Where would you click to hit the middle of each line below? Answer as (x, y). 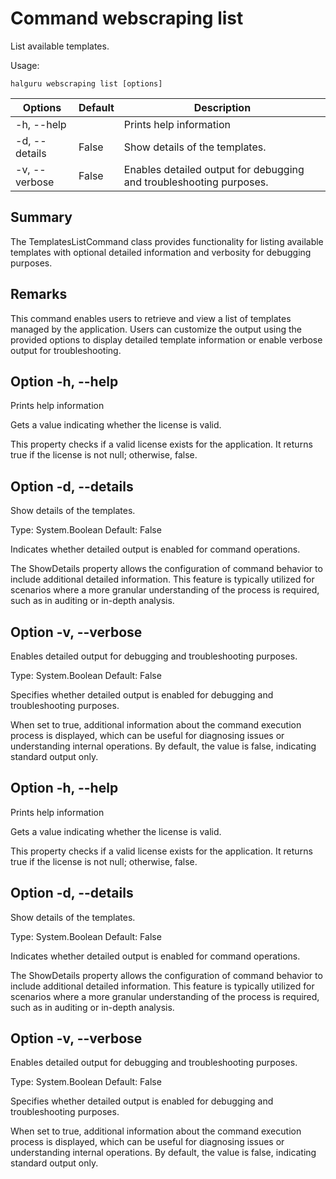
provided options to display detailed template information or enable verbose (166, 339)
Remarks (39, 294)
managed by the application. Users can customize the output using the (156, 329)
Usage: (25, 65)
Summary (41, 217)
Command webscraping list (127, 18)
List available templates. (60, 46)
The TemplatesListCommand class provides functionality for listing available (167, 241)
